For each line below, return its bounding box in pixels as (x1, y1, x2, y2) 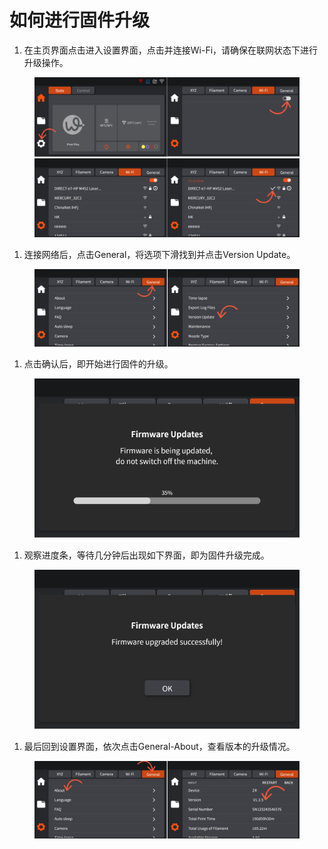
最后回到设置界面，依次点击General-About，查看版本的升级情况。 (23, 740, 296, 752)
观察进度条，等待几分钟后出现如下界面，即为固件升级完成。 (23, 549, 270, 561)
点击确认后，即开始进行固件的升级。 (23, 358, 174, 370)
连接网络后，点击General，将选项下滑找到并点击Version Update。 (23, 248, 296, 260)
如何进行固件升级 (9, 9, 151, 32)
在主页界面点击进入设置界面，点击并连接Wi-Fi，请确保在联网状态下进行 (23, 44, 319, 56)
